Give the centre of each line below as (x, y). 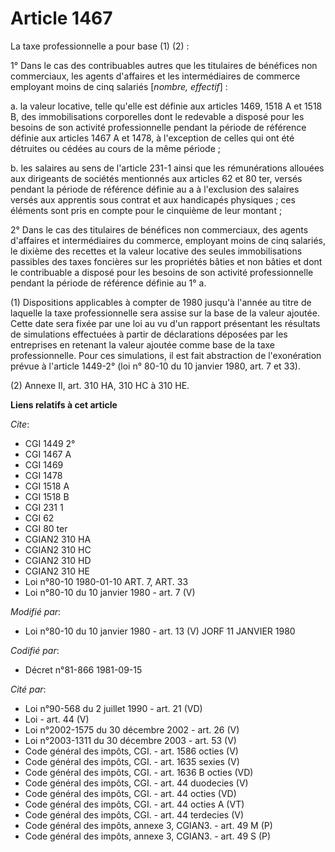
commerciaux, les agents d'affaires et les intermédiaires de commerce (155, 76)
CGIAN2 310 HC (58, 549)
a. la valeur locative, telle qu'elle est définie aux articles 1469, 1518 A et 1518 (166, 106)
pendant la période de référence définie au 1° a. (108, 283)
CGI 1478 (43, 475)
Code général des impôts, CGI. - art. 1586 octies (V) (131, 751)
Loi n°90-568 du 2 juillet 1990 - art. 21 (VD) (113, 708)
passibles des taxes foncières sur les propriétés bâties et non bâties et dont (166, 261)
